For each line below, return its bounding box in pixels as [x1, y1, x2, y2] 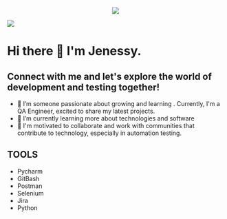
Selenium [17, 189, 44, 197]
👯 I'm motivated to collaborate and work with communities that [17, 122, 195, 129]
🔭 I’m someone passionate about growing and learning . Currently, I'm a [17, 100, 220, 107]
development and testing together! [7, 81, 160, 93]
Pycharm [17, 167, 43, 175]
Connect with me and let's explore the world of [7, 70, 212, 82]
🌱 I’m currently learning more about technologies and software [17, 114, 195, 123]
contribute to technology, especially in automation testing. [17, 129, 182, 137]
